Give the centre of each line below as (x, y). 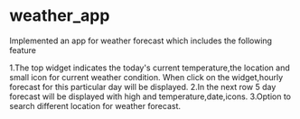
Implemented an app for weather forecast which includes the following (141, 41)
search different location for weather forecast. (95, 105)
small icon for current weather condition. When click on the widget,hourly (146, 77)
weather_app (60, 16)
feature (23, 50)
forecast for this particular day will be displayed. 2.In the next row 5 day (143, 87)
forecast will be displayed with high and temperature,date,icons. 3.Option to (150, 96)
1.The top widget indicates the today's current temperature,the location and (150, 68)
